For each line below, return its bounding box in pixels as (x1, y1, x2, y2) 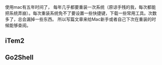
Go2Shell (5, 53, 34, 62)
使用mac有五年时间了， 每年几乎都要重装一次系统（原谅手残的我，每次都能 (5, 4, 156, 10)
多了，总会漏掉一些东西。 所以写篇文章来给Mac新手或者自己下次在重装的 (5, 16, 152, 22)
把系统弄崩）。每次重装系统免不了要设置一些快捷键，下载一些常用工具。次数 (5, 10, 157, 16)
